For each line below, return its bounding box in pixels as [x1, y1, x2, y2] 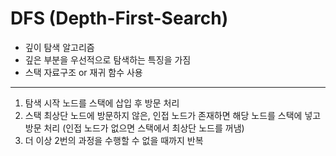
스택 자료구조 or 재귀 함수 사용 [24, 66, 143, 78]
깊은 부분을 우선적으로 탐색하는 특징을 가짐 [24, 53, 192, 66]
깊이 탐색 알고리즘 [24, 41, 95, 53]
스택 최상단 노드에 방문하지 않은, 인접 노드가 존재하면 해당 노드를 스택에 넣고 [24, 109, 322, 121]
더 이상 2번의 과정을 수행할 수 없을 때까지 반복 [24, 134, 204, 146]
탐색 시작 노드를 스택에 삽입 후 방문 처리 [24, 97, 180, 109]
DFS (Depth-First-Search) [10, 7, 229, 30]
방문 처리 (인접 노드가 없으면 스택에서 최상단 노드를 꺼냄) [24, 122, 245, 134]
